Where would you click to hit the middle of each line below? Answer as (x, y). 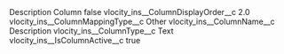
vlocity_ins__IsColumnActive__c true (75, 40)
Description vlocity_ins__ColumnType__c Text (92, 31)
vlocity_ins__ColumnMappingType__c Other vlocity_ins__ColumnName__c (142, 21)
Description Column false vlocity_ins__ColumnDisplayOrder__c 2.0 (130, 12)
